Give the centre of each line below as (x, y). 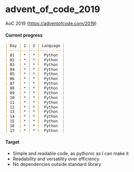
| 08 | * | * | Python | (35, 88)
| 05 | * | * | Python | (35, 74)
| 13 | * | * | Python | (35, 112)
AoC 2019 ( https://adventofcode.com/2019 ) (51, 23)
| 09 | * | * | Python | (35, 93)
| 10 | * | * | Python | (35, 97)
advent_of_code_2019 (53, 9)
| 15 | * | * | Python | (35, 121)
